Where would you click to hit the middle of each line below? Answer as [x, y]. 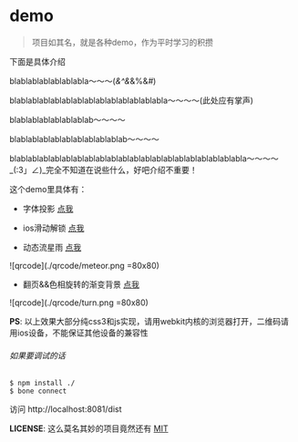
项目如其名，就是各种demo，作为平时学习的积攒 [123, 42]
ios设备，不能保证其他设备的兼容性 [82, 333]
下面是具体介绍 [37, 61]
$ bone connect [38, 391]
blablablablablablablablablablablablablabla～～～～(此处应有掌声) [131, 100]
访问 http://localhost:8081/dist [66, 409]
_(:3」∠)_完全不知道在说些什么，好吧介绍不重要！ [103, 170]
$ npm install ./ [42, 384]
